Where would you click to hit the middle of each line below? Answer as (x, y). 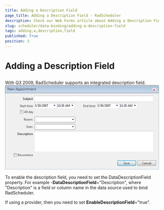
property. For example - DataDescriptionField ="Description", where (73, 182)
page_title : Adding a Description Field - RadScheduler (63, 15)
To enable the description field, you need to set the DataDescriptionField (78, 177)
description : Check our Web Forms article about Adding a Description (78, 21)
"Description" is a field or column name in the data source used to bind (76, 188)
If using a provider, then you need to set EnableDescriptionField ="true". (78, 202)
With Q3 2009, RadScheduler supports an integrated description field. (75, 83)
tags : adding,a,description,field (40, 31)
